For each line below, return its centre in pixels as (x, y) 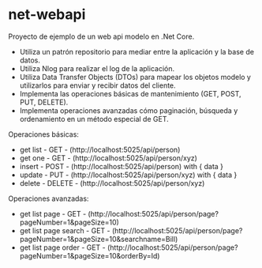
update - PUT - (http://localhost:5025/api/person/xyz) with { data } (128, 175)
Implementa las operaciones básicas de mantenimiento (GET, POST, (131, 93)
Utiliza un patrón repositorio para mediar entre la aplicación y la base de (137, 51)
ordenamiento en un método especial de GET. (94, 119)
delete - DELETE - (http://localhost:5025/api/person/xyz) (112, 183)
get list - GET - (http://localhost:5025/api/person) (100, 149)
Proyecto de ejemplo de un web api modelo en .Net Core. (101, 36)
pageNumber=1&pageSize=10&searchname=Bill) (99, 239)
